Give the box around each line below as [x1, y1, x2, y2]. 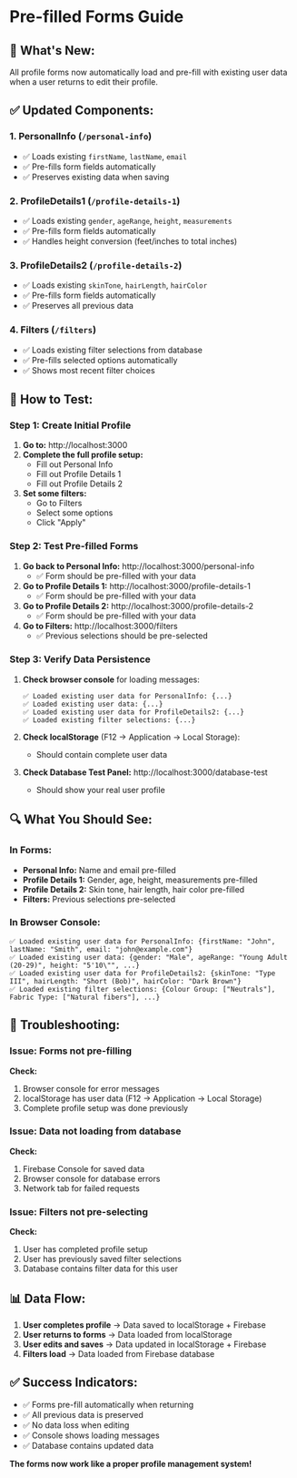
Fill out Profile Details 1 [35, 469, 122, 480]
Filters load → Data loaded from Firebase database [22, 1348, 215, 1359]
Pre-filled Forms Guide [9, 6, 184, 27]
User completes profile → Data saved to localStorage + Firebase [22, 1319, 266, 1330]
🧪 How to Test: [9, 392, 94, 407]
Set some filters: [22, 488, 87, 499]
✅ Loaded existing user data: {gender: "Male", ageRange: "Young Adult [9, 953, 288, 962]
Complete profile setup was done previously [22, 1102, 189, 1113]
